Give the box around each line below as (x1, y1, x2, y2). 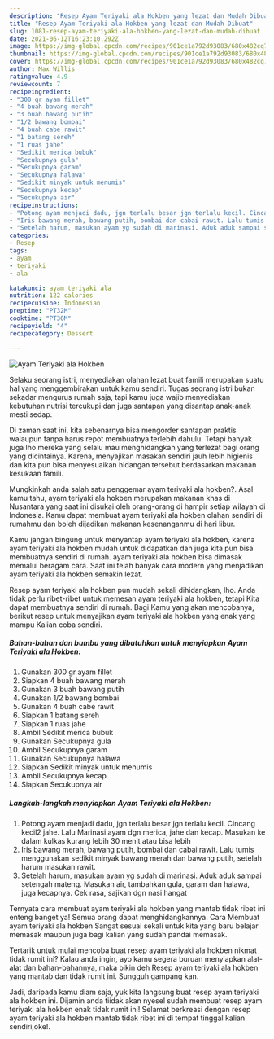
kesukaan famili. (9, 468, 64, 478)
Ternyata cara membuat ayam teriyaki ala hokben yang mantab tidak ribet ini (9, 904, 266, 914)
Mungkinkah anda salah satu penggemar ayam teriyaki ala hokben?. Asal (9, 484, 254, 493)
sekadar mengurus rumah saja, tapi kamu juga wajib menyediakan (9, 392, 231, 401)
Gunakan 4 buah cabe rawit (20, 702, 115, 712)
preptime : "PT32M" (9, 307, 72, 315)
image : (9, 42, 32, 50)
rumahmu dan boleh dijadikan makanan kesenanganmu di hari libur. (9, 519, 236, 528)
